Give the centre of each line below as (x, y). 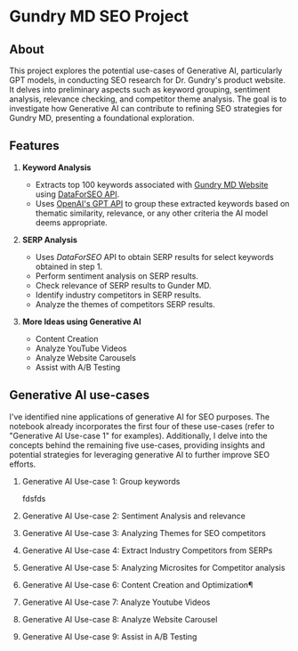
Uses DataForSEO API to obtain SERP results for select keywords (154, 256)
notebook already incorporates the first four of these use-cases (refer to (142, 426)
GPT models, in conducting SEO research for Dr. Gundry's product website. (148, 80)
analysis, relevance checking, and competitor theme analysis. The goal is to (148, 99)
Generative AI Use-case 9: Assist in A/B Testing (109, 636)
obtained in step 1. (69, 266)
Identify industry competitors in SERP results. (118, 295)
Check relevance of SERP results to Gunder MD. (123, 285)
